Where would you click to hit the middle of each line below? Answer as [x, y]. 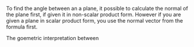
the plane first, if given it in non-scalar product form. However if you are [94, 15]
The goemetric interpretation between [53, 38]
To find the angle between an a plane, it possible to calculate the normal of [97, 8]
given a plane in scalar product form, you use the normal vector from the [95, 21]
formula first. [22, 27]
